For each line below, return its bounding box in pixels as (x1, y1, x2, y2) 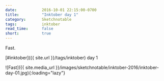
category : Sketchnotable (5, 17, 72, 22)
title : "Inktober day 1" (5, 12, 79, 17)
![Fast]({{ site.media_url (5, 64, 55, 70)
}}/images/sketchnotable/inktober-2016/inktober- (56, 64, 159, 70)
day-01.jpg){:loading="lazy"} (5, 70, 65, 76)
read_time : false (5, 26, 53, 31)
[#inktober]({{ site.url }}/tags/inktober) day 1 (5, 55, 98, 61)
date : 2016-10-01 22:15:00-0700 (5, 7, 97, 13)
